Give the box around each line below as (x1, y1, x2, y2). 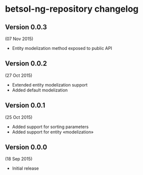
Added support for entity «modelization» (12, 129, 94, 135)
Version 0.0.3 (5, 23, 47, 31)
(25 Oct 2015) (5, 114, 33, 120)
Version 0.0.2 (5, 60, 47, 68)
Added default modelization (12, 87, 68, 93)
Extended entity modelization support (12, 82, 88, 87)
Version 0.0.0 (5, 143, 47, 152)
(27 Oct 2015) (5, 72, 33, 78)
